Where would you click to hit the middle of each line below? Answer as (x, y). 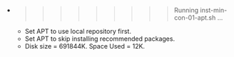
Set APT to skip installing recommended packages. (100, 39)
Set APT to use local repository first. (78, 31)
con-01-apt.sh (195, 18)
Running (186, 10)
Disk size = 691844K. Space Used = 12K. (85, 46)
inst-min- (213, 10)
